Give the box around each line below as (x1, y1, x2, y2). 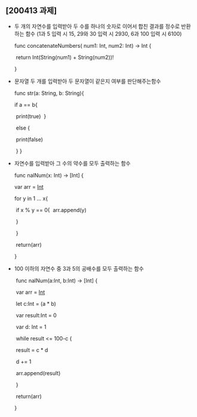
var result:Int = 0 (16, 311, 57, 318)
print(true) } (16, 112, 47, 119)
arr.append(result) (16, 369, 61, 376)
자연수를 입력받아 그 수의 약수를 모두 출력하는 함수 (14, 160, 131, 167)
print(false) (16, 136, 43, 143)
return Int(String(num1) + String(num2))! (16, 53, 114, 61)
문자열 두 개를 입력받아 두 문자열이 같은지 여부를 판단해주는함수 (14, 77, 161, 85)
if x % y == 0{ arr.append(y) (16, 206, 87, 213)
